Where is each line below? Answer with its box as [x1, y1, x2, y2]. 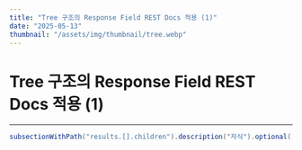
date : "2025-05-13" [9, 22, 83, 31]
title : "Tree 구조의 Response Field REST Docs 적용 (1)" [9, 13, 218, 22]
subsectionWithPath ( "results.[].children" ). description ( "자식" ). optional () [9, 132, 296, 142]
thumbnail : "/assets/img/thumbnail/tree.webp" [9, 30, 187, 39]
